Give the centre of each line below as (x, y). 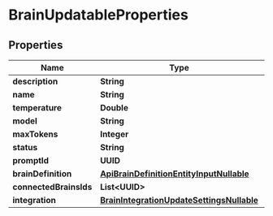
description (35, 81)
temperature (37, 108)
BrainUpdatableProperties (98, 15)
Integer (115, 134)
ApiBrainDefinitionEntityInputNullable (175, 174)
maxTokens (35, 134)
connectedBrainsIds (52, 187)
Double (114, 108)
